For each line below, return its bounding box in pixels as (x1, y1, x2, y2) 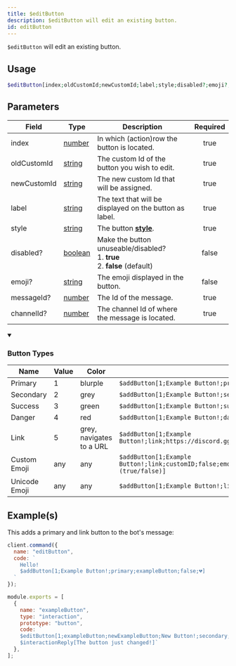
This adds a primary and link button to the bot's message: (7, 528, 174, 536)
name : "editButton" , (13, 548, 74, 555)
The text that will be (97, 194, 163, 204)
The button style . (97, 223, 155, 233)
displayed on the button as (97, 203, 185, 213)
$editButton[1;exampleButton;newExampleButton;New (20, 633, 171, 640)
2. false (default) (97, 261, 153, 270)
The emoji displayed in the (97, 272, 184, 282)
